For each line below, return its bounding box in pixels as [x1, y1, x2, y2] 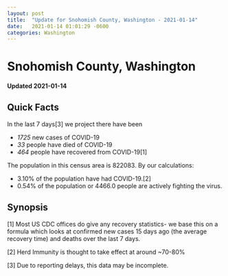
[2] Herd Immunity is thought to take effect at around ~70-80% [7, 248, 185, 256]
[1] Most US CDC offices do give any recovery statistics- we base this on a [7, 220, 218, 228]
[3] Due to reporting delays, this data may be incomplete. [7, 261, 169, 269]
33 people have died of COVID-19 [16, 140, 113, 148]
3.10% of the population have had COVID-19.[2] [16, 174, 151, 183]
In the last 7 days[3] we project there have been [7, 119, 143, 128]
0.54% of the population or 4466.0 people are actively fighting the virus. [16, 181, 223, 189]
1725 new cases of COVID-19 [16, 133, 100, 141]
